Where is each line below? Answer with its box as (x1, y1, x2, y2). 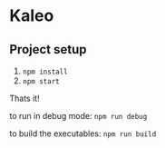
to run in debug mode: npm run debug (9, 111, 148, 121)
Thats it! (9, 93, 40, 104)
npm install (22, 67, 68, 76)
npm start (22, 77, 61, 86)
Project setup (9, 42, 88, 57)
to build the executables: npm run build (9, 128, 157, 139)
